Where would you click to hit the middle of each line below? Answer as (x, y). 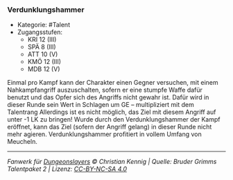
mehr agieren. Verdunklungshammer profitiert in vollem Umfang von (105, 134)
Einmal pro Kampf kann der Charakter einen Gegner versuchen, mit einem (113, 83)
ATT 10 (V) (43, 54)
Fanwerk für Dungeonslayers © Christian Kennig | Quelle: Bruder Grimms (112, 162)
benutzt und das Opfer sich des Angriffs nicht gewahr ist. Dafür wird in (108, 97)
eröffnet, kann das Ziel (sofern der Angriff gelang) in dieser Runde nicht (110, 127)
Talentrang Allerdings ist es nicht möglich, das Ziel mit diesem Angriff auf (112, 112)
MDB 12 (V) (44, 69)
